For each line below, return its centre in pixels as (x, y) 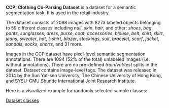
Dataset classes (23, 100)
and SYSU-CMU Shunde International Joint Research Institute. (71, 81)
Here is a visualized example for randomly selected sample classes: (77, 91)
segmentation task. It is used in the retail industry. (58, 13)
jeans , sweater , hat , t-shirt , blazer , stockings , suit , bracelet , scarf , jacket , (82, 39)
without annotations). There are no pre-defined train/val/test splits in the (82, 65)
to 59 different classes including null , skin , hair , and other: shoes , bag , (79, 28)
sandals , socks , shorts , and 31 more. (44, 44)
